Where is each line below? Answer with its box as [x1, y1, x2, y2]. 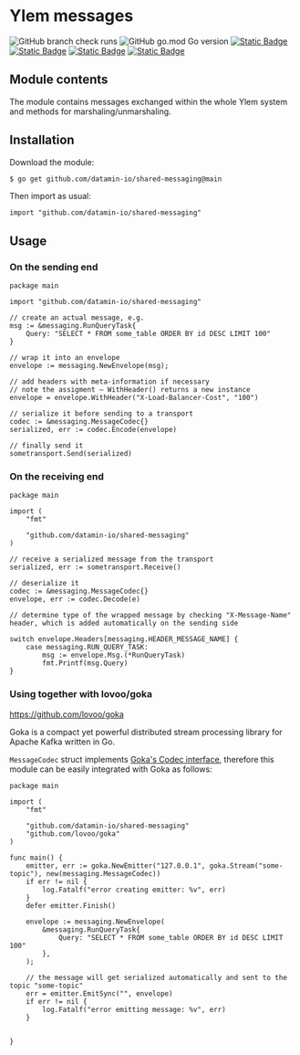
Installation [9, 132, 75, 148]
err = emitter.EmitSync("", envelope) [26, 988, 173, 998]
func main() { [9, 853, 64, 862]
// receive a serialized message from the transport [9, 554, 214, 564]
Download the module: [9, 156, 95, 167]
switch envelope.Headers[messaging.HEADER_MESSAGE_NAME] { [9, 635, 239, 644]
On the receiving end [9, 470, 105, 483]
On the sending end [9, 260, 98, 273]
